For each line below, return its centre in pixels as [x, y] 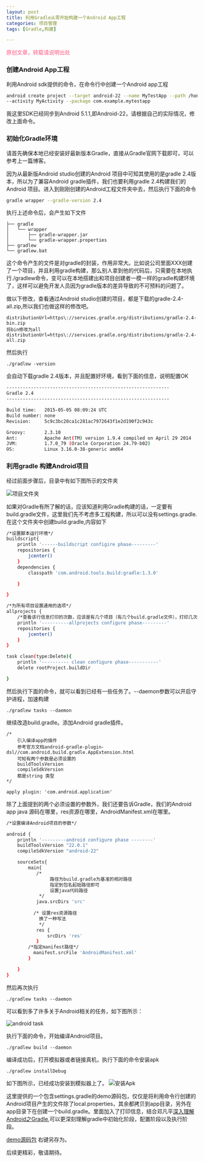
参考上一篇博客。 [28, 161]
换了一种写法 [53, 919]
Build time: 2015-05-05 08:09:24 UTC [57, 410]
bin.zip [16, 324]
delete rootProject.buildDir [54, 668]
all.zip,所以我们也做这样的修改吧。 [49, 306]
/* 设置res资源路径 [55, 913]
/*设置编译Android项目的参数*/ [42, 823]
